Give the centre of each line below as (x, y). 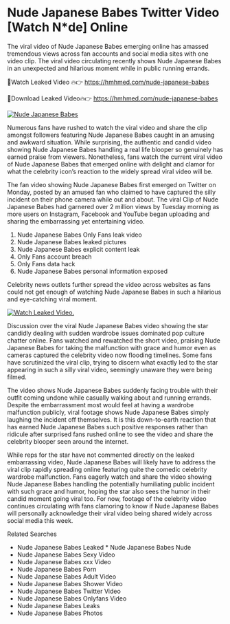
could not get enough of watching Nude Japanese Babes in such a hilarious (114, 292)
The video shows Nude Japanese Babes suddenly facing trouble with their (113, 390)
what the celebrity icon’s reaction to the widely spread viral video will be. (110, 171)
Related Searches (32, 534)
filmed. (17, 377)
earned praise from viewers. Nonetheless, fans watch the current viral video (115, 157)
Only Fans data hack (46, 263)
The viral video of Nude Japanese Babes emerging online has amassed (108, 46)
